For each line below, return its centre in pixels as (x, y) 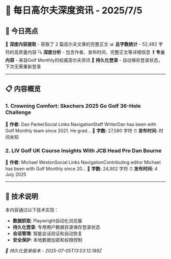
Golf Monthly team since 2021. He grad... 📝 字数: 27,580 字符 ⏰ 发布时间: (81, 130)
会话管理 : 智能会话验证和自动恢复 (47, 233)
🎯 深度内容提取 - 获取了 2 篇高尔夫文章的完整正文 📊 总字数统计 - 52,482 (81, 44)
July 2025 (16, 174)
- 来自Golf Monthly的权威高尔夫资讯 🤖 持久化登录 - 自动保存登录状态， (89, 60)
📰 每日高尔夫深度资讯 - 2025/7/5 (74, 10)
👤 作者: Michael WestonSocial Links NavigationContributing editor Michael (83, 162)
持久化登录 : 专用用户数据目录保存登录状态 (56, 227)
